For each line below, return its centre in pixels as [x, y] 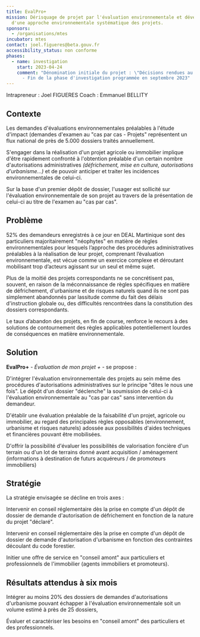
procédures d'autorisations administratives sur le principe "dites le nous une [100, 385]
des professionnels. [30, 627]
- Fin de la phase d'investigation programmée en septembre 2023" [106, 78]
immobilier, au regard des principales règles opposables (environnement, [96, 421]
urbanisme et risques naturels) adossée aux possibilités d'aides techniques [99, 428]
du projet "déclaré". [30, 522]
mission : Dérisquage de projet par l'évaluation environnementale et [94, 17]
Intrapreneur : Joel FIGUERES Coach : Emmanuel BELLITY [77, 95]
